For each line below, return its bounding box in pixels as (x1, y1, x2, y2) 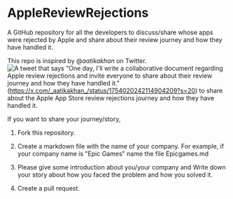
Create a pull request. (17, 184, 80, 192)
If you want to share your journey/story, (7, 114, 121, 123)
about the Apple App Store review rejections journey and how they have (7, 93, 215, 102)
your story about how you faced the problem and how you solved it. (17, 170, 213, 179)
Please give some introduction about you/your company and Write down (17, 163, 226, 171)
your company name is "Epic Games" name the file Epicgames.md (17, 149, 209, 158)
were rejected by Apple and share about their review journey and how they (7, 35, 223, 43)
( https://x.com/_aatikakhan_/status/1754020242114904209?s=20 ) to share (7, 86, 223, 95)
